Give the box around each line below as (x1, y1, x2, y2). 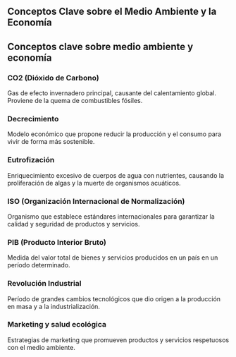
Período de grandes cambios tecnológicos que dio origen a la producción (7, 294, 221, 303)
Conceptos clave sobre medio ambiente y (7, 40, 194, 52)
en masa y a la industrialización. (7, 302, 101, 310)
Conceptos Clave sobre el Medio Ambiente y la (7, 6, 217, 18)
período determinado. (7, 261, 70, 270)
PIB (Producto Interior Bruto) (7, 237, 107, 247)
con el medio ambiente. (7, 343, 75, 351)
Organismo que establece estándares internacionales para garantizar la (7, 212, 215, 221)
